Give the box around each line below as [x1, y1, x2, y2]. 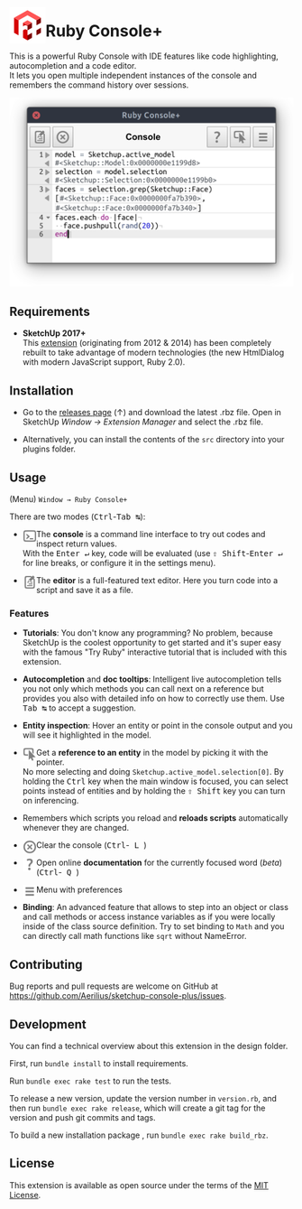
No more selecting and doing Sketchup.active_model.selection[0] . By [22, 767, 284, 777]
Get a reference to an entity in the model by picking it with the [35, 748, 269, 758]
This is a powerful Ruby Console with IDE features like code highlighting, [9, 51, 279, 61]
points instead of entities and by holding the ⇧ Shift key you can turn [22, 786, 286, 796]
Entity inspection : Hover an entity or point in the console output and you [22, 721, 293, 731]
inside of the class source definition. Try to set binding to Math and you [22, 921, 285, 932]
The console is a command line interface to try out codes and [35, 529, 266, 540]
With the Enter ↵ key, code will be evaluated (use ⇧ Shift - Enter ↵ [22, 548, 284, 559]
